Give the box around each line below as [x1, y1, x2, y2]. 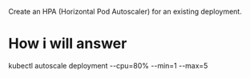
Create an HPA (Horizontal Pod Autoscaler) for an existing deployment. [8, 7, 242, 16]
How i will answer [8, 35, 127, 53]
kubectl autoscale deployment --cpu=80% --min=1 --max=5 [8, 60, 208, 70]
